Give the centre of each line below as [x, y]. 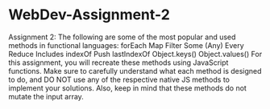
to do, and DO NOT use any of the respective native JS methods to [119, 79]
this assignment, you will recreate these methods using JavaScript [118, 63]
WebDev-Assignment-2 [89, 15]
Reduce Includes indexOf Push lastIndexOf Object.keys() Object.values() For [135, 54]
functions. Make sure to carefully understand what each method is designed [135, 71]
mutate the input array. [46, 96]
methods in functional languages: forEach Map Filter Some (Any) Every [126, 45]
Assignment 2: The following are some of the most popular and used [122, 37]
